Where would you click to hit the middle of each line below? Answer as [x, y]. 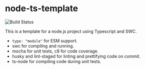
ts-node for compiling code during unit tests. [57, 61]
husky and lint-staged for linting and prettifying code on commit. [76, 56]
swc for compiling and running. [43, 46]
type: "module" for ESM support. [45, 41]
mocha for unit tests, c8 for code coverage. [55, 51]
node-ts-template [42, 9]
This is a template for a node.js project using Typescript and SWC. [71, 31]
